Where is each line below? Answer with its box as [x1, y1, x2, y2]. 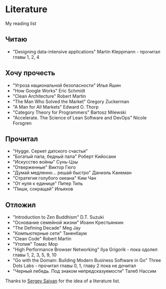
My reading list [5, 20, 37, 26]
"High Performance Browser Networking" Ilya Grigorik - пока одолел [12, 246, 158, 252]
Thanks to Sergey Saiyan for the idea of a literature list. [5, 278, 120, 284]
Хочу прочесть [5, 69, 55, 77]
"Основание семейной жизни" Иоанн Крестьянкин [12, 219, 123, 226]
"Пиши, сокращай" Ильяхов [12, 186, 74, 192]
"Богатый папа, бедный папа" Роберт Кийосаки [12, 153, 116, 159]
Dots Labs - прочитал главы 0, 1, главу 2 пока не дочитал [12, 263, 136, 269]
